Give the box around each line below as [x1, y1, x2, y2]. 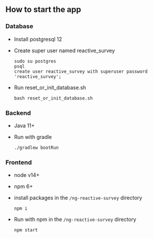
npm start [13, 227, 39, 233]
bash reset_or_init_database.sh [13, 95, 93, 101]
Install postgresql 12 [13, 35, 62, 43]
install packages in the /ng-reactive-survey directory [13, 194, 142, 202]
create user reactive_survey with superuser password [13, 69, 148, 74]
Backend [5, 108, 32, 117]
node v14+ [13, 172, 40, 179]
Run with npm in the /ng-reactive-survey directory [13, 216, 137, 223]
